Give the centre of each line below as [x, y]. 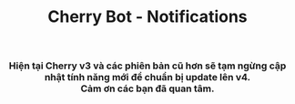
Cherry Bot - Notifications [147, 17]
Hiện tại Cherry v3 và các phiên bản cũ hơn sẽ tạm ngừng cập [147, 66]
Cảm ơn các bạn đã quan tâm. [147, 88]
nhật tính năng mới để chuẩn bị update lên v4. [147, 77]
